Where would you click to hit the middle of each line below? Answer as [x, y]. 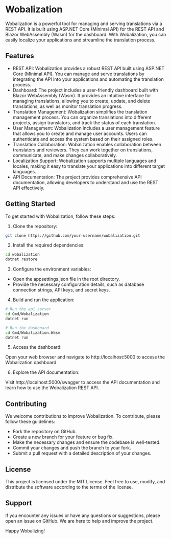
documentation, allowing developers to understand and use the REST [86, 182]
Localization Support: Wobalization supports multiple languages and [84, 161]
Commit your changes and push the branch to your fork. [72, 448]
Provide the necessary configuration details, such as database [78, 284]
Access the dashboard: [37, 347]
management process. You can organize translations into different [82, 117]
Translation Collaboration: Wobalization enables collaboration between [87, 144]
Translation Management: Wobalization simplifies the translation [80, 111]
